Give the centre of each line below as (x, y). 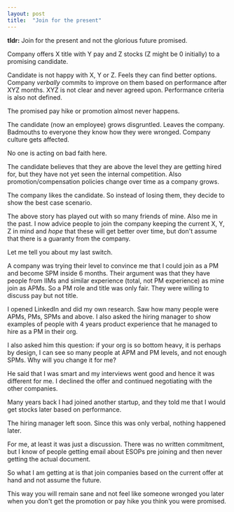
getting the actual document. (49, 459)
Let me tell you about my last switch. (60, 252)
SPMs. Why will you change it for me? (62, 360)
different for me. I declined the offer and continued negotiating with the (110, 381)
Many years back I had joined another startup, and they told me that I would (117, 402)
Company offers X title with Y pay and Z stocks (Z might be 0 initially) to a (113, 54)
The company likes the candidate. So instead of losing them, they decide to (116, 195)
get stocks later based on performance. (64, 409)
